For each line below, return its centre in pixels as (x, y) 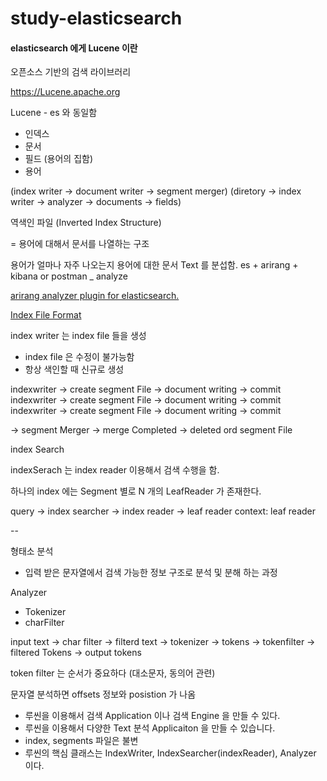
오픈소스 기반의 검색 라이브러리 (71, 72)
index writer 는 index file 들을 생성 (78, 336)
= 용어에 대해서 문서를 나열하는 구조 (80, 244)
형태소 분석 (32, 551)
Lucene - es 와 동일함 (54, 113)
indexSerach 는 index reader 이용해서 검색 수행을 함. (115, 470)
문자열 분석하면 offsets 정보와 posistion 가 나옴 (103, 694)
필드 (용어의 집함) (59, 159)
